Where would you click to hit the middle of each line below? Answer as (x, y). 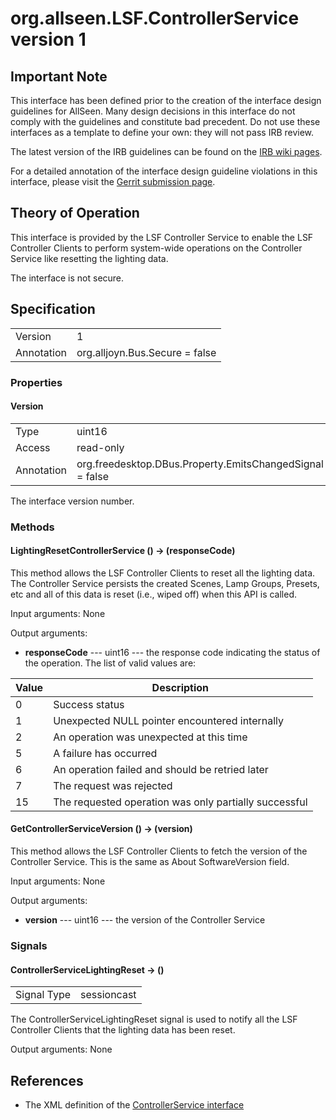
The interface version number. (72, 501)
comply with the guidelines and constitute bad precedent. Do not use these (165, 121)
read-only (100, 447)
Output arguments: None (61, 1049)
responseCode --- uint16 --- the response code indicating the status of (172, 652)
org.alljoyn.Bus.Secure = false (146, 352)
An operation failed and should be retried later (161, 769)
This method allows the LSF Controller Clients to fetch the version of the (159, 851)
